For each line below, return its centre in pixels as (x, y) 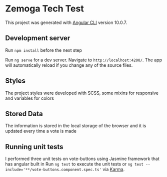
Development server (38, 38)
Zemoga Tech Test (44, 9)
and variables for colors (29, 98)
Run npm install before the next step (44, 50)
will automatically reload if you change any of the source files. (69, 65)
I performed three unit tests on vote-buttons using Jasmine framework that (82, 159)
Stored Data (24, 113)
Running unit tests (34, 147)
